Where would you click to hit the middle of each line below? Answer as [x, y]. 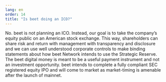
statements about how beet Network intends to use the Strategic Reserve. [81, 54]
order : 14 [15, 14]
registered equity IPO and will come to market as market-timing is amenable [83, 70]
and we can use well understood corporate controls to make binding [75, 49]
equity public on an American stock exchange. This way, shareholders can [82, 38]
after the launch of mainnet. [34, 76]
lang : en [14, 10]
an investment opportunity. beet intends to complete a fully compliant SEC [82, 65]
